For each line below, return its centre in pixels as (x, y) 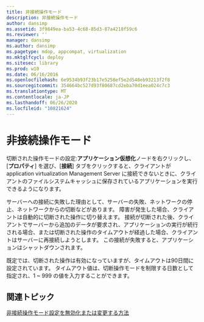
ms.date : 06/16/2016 (33, 74)
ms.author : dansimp (31, 46)
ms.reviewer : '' (27, 35)
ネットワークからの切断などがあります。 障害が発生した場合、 (95, 209)
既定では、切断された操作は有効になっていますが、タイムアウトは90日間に (100, 260)
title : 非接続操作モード (34, 12)
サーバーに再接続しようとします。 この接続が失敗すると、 (89, 240)
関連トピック (30, 297)
